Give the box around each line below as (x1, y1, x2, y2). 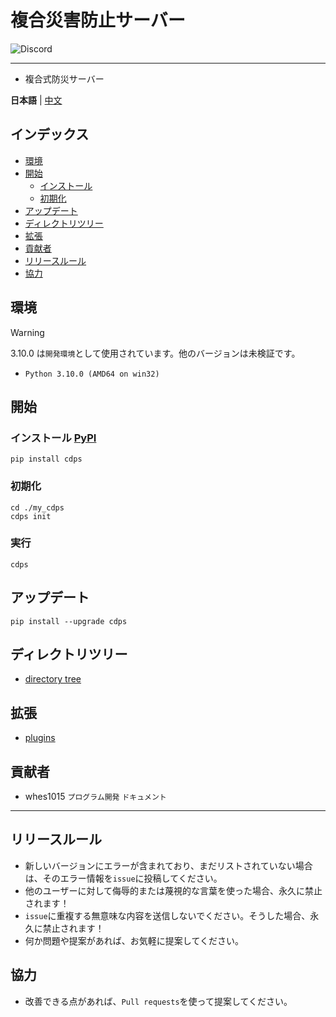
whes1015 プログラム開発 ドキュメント (24, 791, 167, 803)
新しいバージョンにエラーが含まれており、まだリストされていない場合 (24, 859, 313, 871)
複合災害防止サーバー (10, 9, 186, 32)
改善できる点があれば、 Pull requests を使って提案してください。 (24, 995, 293, 1007)
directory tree (24, 673, 82, 685)
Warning (10, 326, 45, 338)
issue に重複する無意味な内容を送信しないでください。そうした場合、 (24, 909, 311, 921)
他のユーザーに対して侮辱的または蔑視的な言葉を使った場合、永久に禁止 (24, 884, 323, 896)
